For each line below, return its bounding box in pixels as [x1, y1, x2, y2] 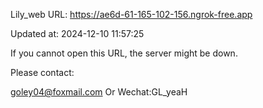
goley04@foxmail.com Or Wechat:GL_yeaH [10, 86, 188, 98]
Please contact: [10, 67, 75, 78]
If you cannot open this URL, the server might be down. [10, 47, 238, 59]
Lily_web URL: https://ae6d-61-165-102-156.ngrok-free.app [10, 9, 253, 20]
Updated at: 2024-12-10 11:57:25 [10, 28, 145, 39]
